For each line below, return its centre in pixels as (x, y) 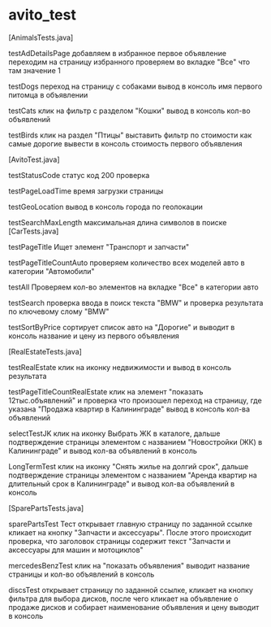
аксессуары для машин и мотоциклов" (76, 550)
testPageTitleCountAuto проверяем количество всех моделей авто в (127, 263)
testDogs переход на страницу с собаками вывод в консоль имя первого (135, 86)
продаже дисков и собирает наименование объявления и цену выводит (134, 607)
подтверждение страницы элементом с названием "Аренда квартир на (133, 475)
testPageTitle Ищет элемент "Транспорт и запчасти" (99, 246)
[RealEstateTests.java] (45, 351)
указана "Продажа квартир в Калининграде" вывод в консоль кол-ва (129, 409)
